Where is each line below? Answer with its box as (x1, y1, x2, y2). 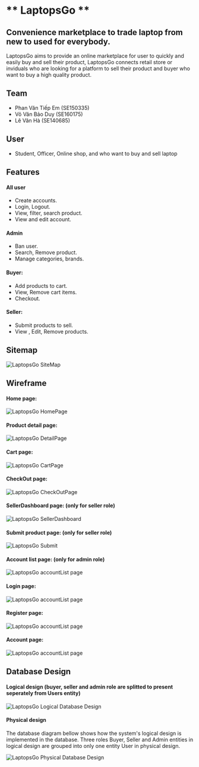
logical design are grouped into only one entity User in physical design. (6, 742, 180, 749)
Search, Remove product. (14, 249, 77, 256)
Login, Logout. (14, 203, 50, 210)
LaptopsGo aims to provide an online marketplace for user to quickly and (6, 52, 184, 59)
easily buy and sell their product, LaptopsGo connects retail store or (6, 59, 173, 65)
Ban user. (14, 243, 39, 250)
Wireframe (6, 378, 47, 388)
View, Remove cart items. (14, 288, 77, 296)
